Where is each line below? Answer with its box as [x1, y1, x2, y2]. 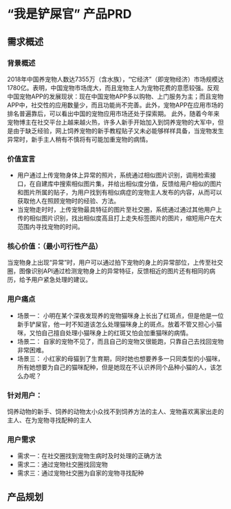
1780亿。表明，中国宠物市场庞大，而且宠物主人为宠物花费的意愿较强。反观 [7, 83, 219, 91]
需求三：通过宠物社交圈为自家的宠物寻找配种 [16, 469, 144, 477]
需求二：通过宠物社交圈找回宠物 [16, 460, 108, 468]
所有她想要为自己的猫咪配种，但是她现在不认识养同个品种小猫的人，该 [16, 362, 217, 371]
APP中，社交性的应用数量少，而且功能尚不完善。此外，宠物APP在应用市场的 [7, 100, 224, 109]
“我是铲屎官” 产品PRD [7, 6, 132, 22]
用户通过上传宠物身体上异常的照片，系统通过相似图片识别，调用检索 [16, 171, 210, 180]
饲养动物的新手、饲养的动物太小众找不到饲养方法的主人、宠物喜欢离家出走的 [7, 407, 224, 416]
